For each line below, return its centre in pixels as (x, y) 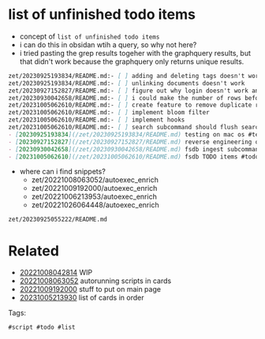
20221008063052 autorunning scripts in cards (95, 281)
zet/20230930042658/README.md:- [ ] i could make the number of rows (125, 98)
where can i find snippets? (63, 172)
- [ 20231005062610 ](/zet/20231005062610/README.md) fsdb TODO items (123, 156)
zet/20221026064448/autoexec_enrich (95, 205)
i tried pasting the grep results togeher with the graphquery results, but (135, 53)
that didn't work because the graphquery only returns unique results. (132, 61)
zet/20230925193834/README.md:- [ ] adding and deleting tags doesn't (127, 76)
